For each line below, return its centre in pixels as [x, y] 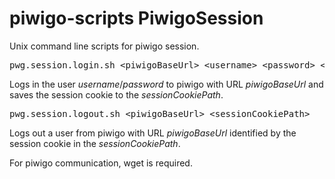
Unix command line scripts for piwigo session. [104, 46]
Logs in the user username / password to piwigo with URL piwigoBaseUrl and [166, 84]
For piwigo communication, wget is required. [101, 163]
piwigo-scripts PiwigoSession [136, 18]
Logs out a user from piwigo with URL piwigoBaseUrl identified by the [153, 133]
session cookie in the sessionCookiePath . [95, 143]
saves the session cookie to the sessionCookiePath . [116, 94]
